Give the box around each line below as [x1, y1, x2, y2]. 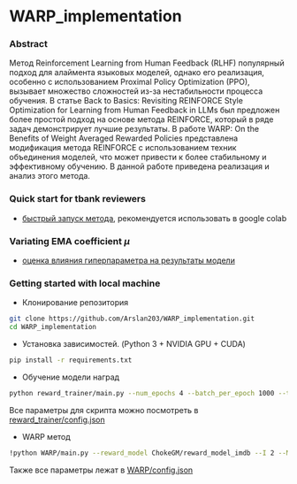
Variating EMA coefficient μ [9, 234, 130, 247]
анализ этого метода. [9, 171, 91, 181]
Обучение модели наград [21, 372, 120, 382]
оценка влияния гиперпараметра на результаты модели [21, 255, 236, 266]
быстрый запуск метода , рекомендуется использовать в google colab [21, 212, 287, 223]
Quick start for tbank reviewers [9, 193, 146, 205]
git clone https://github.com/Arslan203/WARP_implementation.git [9, 314, 255, 324]
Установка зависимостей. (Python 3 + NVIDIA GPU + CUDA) [21, 339, 246, 350]
